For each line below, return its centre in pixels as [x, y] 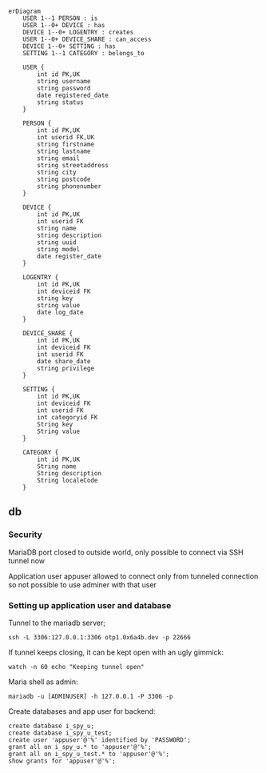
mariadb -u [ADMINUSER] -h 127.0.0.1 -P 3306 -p [91, 696]
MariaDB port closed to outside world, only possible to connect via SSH [126, 552]
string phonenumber [69, 186]
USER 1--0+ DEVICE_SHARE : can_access [87, 39]
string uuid [57, 242]
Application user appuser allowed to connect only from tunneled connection [133, 576]
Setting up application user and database [90, 605]
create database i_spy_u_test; [60, 733]
